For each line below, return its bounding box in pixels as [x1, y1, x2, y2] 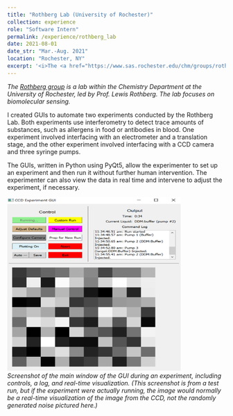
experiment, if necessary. [7, 183, 80, 191]
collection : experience [7, 18, 76, 26]
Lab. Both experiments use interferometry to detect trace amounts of [7, 118, 205, 126]
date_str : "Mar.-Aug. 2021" [7, 48, 89, 55]
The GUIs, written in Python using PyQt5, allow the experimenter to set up [7, 160, 218, 169]
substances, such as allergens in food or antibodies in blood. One [7, 125, 195, 133]
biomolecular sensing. [7, 97, 71, 106]
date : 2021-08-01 [7, 40, 58, 48]
